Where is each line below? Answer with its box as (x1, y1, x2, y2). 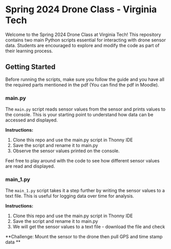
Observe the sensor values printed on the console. (12, 148, 120, 154)
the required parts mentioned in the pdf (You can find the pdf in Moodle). (5, 81, 159, 88)
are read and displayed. (5, 163, 55, 170)
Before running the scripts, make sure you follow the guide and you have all (5, 76, 165, 82)
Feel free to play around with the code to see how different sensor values (5, 158, 160, 164)
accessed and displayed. (5, 117, 58, 123)
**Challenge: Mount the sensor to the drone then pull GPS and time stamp (5, 234, 163, 240)
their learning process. (5, 48, 53, 54)
